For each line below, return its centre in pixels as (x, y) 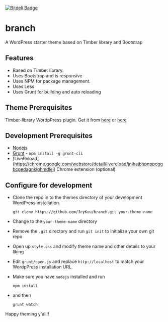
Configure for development (49, 185)
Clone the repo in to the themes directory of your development (77, 198)
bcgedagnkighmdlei (33, 169)
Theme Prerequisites (39, 108)
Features (19, 58)
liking (18, 252)
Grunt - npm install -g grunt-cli (48, 153)
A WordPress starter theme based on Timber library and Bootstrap (74, 42)
